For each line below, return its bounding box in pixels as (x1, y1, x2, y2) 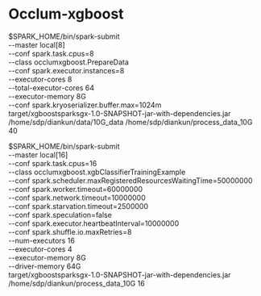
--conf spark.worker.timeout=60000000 (8, 184, 143, 194)
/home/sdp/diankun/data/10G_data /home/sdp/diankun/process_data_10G (8, 117, 253, 127)
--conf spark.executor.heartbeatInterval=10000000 (8, 219, 180, 228)
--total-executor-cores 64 (8, 82, 95, 93)
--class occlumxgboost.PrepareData (8, 57, 129, 67)
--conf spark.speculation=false (8, 210, 113, 219)
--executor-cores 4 (8, 244, 72, 254)
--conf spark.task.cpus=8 (8, 48, 94, 58)
